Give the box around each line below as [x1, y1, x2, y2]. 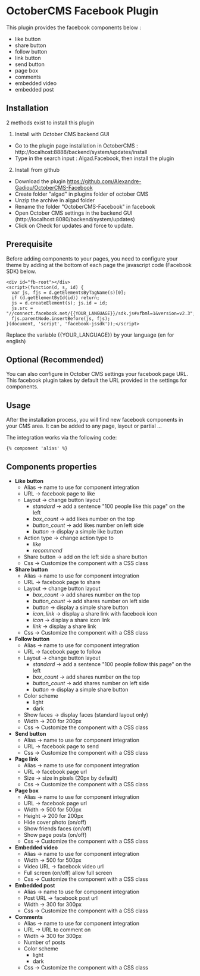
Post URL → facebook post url [23, 895, 98, 902]
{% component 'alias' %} [6, 445, 68, 451]
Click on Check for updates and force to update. [14, 222, 133, 229]
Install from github [14, 166, 60, 173]
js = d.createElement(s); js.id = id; [11, 300, 108, 306]
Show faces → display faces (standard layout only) [23, 711, 149, 718]
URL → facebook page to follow [23, 648, 102, 655]
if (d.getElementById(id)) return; [11, 294, 100, 301]
